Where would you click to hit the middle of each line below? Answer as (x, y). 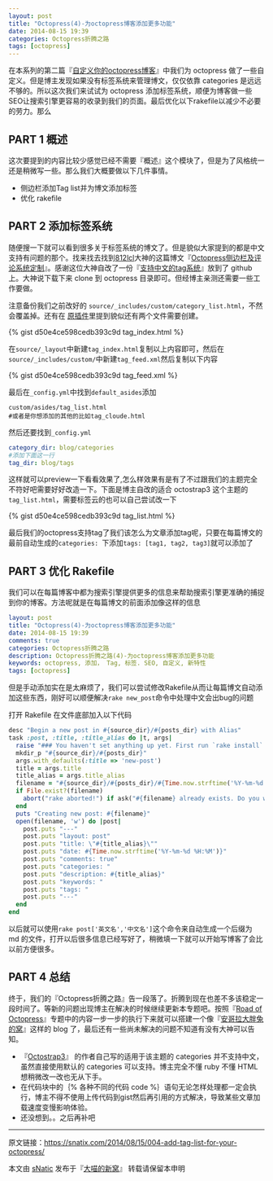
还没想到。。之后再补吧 (58, 1117)
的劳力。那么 (30, 112)
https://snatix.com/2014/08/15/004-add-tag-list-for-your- (141, 1142)
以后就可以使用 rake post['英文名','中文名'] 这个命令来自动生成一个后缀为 (130, 929)
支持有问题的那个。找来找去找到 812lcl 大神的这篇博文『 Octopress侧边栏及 (131, 257)
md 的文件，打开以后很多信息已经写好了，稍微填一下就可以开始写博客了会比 (136, 939)
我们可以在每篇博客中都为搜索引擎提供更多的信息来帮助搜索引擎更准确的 (129, 592)
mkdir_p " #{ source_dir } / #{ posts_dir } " (82, 753)
